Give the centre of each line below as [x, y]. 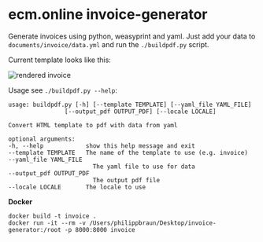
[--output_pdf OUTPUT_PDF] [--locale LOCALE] [140, 112]
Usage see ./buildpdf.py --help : [63, 90]
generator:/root [35, 229]
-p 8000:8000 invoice [100, 229]
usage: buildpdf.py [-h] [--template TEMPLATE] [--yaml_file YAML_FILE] [130, 104]
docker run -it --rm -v [47, 223]
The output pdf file [126, 180]
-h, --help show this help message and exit [102, 146]
